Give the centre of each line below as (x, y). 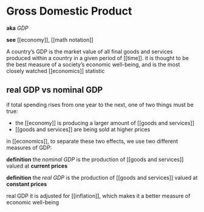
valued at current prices (37, 166)
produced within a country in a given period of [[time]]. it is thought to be (98, 58)
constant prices (27, 184)
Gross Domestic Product (69, 11)
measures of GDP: (29, 148)
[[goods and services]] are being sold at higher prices (83, 129)
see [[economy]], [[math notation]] (50, 39)
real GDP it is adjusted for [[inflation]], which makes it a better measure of (98, 196)
